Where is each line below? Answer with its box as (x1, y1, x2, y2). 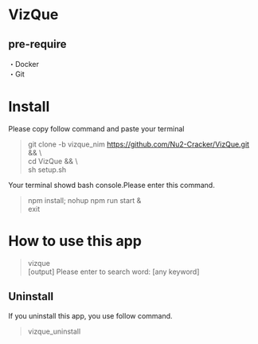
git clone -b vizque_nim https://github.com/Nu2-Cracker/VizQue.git (27, 139, 249, 149)
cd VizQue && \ (27, 156, 78, 166)
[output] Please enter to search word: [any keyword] (27, 267, 200, 276)
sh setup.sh (27, 165, 67, 174)
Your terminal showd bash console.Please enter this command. (8, 180, 215, 190)
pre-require (8, 37, 67, 51)
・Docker (8, 60, 40, 68)
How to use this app (8, 233, 142, 250)
